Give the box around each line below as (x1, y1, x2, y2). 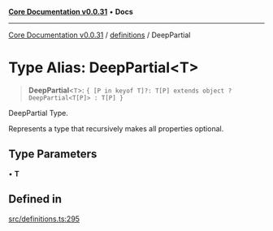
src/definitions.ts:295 (8, 214, 80, 224)
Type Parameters (8, 148, 97, 161)
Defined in (8, 192, 63, 206)
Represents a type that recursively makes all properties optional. (8, 123, 224, 133)
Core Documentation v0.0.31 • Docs (8, 7, 133, 16)
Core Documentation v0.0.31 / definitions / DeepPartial (8, 30, 191, 40)
